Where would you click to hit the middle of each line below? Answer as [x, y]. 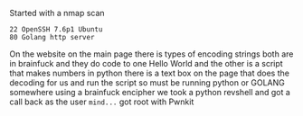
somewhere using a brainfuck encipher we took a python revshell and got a [150, 92]
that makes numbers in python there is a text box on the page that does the [149, 73]
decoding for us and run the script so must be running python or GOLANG [147, 83]
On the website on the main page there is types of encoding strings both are [151, 54]
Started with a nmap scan [57, 13]
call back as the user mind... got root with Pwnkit [102, 102]
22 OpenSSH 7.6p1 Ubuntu [56, 30]
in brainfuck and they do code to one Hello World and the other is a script [146, 63]
